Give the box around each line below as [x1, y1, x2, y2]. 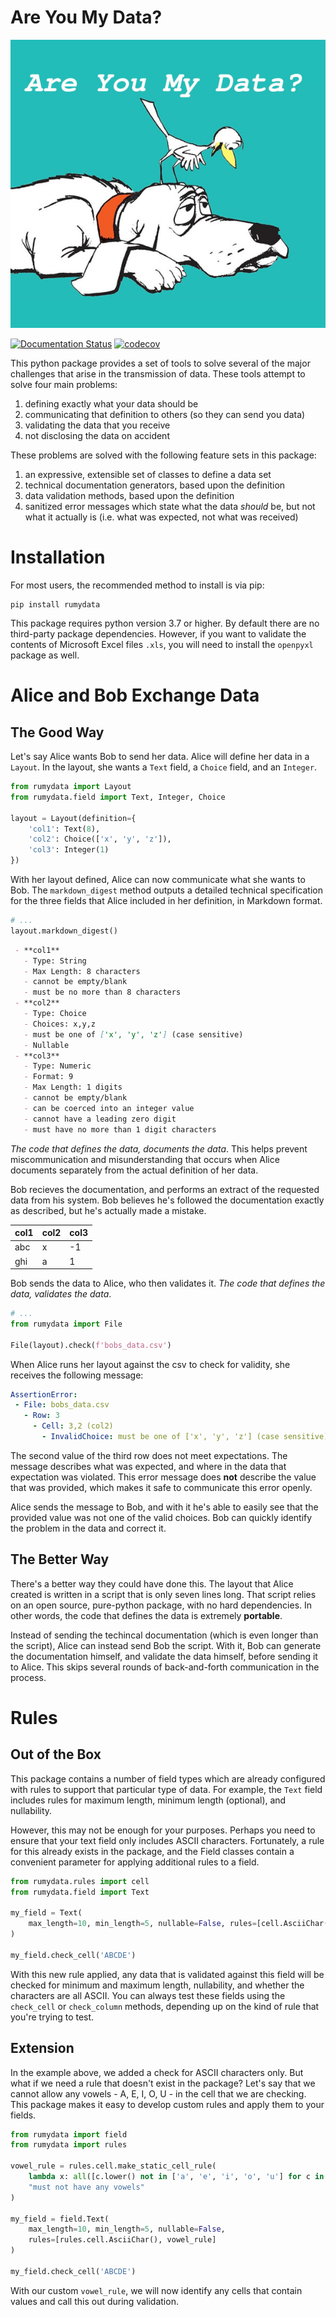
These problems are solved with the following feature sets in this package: [10, 449, 317, 461]
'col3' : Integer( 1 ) [28, 845, 110, 855]
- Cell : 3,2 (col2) [32, 1421, 114, 1431]
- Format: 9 [23, 1072, 74, 1082]
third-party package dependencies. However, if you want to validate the [10, 628, 307, 640]
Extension [10, 2040, 75, 2057]
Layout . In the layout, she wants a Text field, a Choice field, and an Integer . [10, 761, 318, 773]
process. [10, 1671, 47, 1683]
